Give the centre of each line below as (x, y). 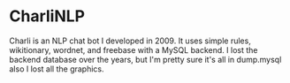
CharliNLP (47, 16)
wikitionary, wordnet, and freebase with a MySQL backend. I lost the (134, 49)
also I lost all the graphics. (57, 69)
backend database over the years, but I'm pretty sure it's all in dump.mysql (145, 59)
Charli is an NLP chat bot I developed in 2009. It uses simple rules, (130, 41)
